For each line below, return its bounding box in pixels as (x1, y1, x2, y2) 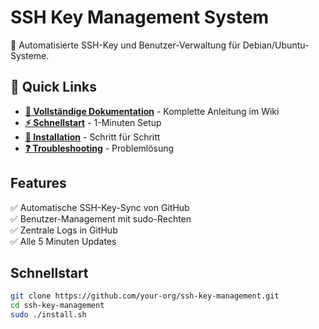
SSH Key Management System (10, 6, 269, 29)
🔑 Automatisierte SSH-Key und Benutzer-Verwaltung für (10, 39, 241, 51)
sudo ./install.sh (10, 310, 87, 320)
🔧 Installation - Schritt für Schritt (24, 131, 161, 143)
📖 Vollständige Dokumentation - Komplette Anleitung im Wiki (24, 105, 280, 117)
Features (10, 175, 67, 192)
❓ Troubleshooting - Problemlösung (24, 142, 175, 154)
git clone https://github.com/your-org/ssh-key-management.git (10, 291, 280, 301)
